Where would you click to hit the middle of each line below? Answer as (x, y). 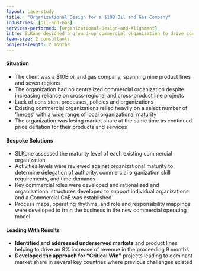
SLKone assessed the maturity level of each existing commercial (94, 154)
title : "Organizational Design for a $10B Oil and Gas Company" (88, 17)
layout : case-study (30, 12)
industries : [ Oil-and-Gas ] (39, 22)
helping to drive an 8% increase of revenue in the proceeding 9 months (102, 250)
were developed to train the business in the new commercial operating (101, 210)
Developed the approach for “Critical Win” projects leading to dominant (103, 256)
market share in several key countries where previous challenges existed (103, 262)
